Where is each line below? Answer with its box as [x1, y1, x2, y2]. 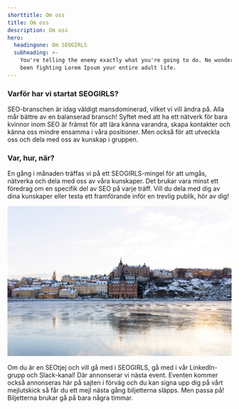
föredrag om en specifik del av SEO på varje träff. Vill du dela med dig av [7, 184, 221, 193]
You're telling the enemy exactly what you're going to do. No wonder [20, 57, 234, 64]
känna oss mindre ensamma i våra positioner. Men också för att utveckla [7, 128, 221, 136]
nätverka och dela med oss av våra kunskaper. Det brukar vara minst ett [7, 177, 219, 186]
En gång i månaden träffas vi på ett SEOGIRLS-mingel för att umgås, [7, 169, 208, 178]
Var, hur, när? [7, 153, 55, 163]
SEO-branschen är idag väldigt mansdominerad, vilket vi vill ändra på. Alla [7, 105, 225, 113]
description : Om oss [7, 26, 69, 34]
